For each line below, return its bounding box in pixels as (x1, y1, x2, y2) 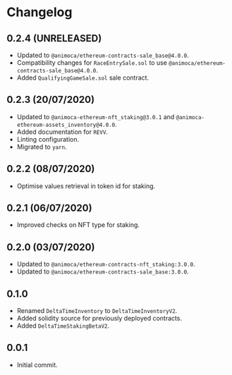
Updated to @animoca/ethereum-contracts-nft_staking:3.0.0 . (16, 260, 195, 269)
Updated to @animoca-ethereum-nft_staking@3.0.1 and (16, 112, 175, 121)
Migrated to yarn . (16, 142, 68, 151)
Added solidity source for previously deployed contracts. (16, 314, 183, 323)
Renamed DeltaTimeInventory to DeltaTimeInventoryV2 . (16, 307, 178, 315)
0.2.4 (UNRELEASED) (6, 32, 102, 44)
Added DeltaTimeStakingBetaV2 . (16, 321, 110, 330)
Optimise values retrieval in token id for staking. (16, 181, 156, 190)
